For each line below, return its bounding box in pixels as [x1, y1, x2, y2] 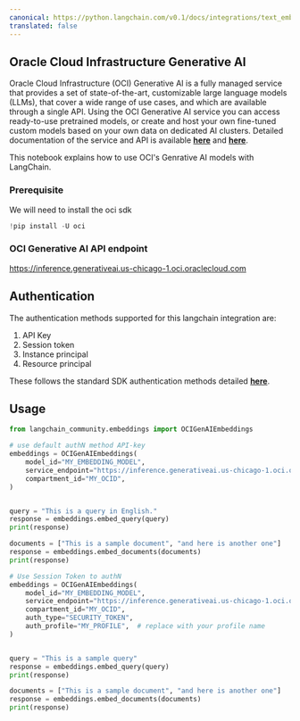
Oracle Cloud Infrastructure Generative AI [9, 54, 247, 70]
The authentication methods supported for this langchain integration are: [9, 312, 277, 323]
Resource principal [21, 358, 92, 369]
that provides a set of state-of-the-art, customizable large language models [9, 87, 287, 98]
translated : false [9, 21, 78, 30]
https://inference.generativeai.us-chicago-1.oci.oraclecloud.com [9, 262, 247, 273]
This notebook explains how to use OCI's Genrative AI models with [9, 153, 254, 163]
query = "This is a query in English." [9, 506, 158, 516]
